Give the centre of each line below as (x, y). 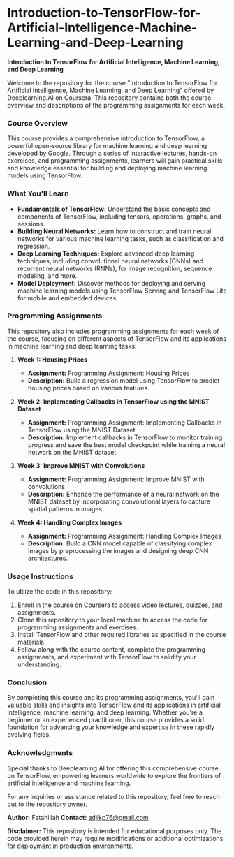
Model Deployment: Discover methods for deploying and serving (111, 283)
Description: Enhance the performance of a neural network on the (123, 494)
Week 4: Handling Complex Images (70, 522)
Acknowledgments (40, 753)
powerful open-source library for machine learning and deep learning (107, 146)
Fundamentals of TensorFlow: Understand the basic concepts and (114, 209)
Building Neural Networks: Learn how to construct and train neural (114, 231)
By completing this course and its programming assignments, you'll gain (111, 698)
